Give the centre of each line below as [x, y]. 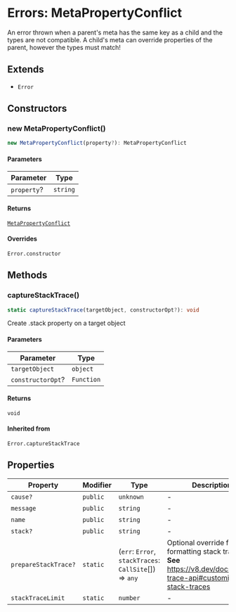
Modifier [97, 485]
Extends [26, 69]
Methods [27, 275]
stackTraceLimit [38, 598]
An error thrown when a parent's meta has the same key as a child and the [115, 32]
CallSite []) [137, 569]
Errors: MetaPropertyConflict [95, 13]
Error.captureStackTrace [44, 444]
